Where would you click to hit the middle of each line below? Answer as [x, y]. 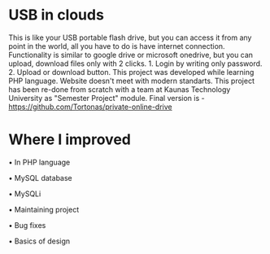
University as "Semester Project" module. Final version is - [107, 98]
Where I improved [70, 140]
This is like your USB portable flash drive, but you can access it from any [130, 37]
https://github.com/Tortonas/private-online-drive [90, 107]
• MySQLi [25, 194]
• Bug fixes [27, 225]
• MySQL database [41, 177]
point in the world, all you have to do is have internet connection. [117, 46]
